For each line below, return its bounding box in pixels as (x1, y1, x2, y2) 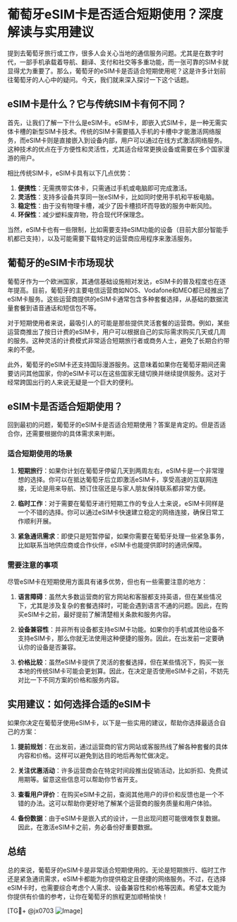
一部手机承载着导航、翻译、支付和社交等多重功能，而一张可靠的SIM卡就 (19, 57, 229, 66)
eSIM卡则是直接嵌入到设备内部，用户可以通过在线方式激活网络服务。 (25, 136, 226, 144)
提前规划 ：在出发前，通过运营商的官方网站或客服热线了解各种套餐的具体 (17, 742, 228, 751)
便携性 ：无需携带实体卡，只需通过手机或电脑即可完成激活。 (17, 183, 191, 192)
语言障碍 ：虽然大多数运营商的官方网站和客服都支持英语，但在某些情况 (17, 592, 222, 601)
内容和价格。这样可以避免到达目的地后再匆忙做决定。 (17, 751, 173, 759)
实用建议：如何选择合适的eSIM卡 (7, 698, 151, 710)
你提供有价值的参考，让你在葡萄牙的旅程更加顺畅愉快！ (7, 892, 168, 901)
